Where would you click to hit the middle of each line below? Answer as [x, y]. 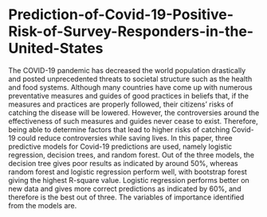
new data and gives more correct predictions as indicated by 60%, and [125, 188]
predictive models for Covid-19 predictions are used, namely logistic [120, 146]
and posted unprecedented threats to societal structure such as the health [130, 79]
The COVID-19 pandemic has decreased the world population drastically [127, 70]
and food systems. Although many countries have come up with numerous [130, 87]
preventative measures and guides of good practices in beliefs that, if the [129, 95]
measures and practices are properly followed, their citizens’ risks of [121, 104]
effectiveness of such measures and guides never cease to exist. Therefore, [133, 121]
